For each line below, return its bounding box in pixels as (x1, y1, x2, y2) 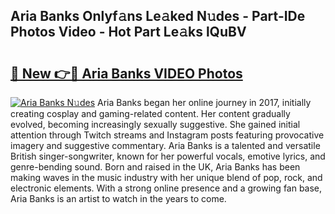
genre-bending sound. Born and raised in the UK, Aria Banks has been (10, 161, 301, 173)
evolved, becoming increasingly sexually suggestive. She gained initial (10, 119, 301, 130)
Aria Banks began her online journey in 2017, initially (97, 97, 312, 108)
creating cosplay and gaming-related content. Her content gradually (10, 108, 291, 119)
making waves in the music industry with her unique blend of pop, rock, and (10, 172, 323, 183)
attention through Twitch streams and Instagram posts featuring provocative (10, 129, 325, 141)
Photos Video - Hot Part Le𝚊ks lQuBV (10, 24, 247, 41)
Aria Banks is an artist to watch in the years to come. (10, 193, 227, 204)
